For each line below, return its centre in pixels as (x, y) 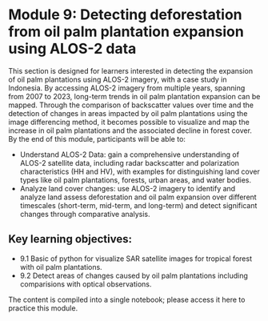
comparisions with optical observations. (86, 284)
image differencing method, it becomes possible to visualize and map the (129, 122)
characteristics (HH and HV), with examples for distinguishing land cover (140, 171)
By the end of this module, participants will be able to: (97, 138)
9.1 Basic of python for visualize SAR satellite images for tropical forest (136, 259)
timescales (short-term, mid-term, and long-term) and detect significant (138, 205)
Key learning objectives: (70, 239)
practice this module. (43, 308)
